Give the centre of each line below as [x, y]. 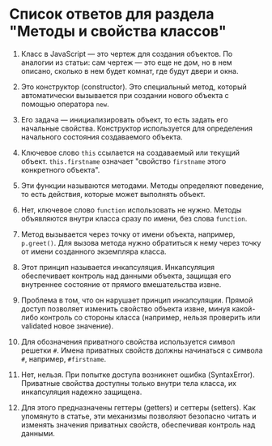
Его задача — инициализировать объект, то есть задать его [125, 119]
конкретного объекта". [60, 169]
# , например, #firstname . [64, 358]
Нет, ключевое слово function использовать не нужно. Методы [131, 210]
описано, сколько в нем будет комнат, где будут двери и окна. [130, 71]
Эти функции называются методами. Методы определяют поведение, [142, 185]
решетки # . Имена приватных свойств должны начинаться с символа [142, 350]
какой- [244, 308]
